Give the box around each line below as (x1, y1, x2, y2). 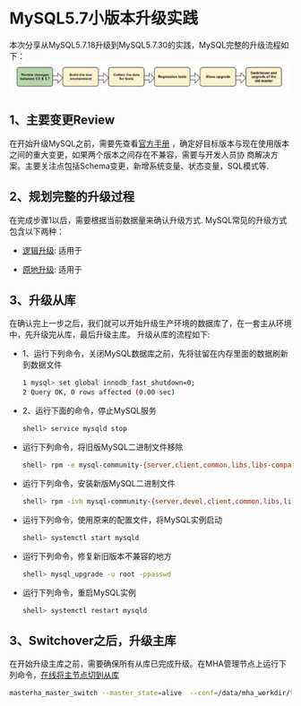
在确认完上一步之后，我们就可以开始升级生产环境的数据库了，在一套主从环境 (9, 318, 292, 329)
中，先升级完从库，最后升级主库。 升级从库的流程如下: (9, 329, 211, 340)
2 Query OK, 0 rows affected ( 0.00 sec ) (21, 388, 176, 397)
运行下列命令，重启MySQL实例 (21, 587, 136, 598)
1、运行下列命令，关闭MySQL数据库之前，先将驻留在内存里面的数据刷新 (21, 349, 288, 359)
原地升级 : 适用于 (21, 263, 82, 274)
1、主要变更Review (9, 113, 116, 128)
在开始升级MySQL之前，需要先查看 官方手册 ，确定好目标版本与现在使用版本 (9, 138, 290, 149)
